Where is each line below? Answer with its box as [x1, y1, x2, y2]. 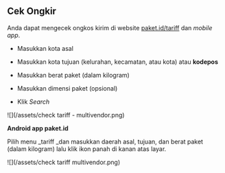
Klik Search [16, 97, 50, 106]
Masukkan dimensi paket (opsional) [16, 84, 118, 92]
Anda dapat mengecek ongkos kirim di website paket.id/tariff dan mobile [7, 23, 213, 32]
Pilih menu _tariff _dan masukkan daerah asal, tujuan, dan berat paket [7, 137, 204, 146]
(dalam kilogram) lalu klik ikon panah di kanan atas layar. [7, 144, 167, 153]
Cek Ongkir [7, 5, 57, 17]
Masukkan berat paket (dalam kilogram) [16, 71, 130, 79]
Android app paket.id [7, 124, 69, 132]
